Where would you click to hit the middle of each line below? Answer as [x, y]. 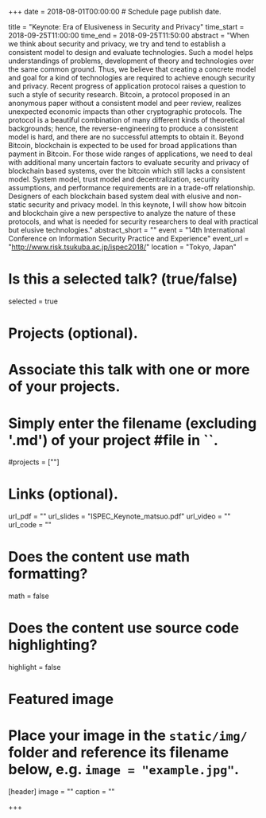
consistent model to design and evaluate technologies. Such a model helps [131, 52]
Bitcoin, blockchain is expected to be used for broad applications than [122, 145]
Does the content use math [99, 557]
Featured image [61, 699]
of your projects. [64, 387]
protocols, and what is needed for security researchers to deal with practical [133, 221]
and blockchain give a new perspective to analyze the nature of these [122, 213]
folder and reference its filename [118, 753]
